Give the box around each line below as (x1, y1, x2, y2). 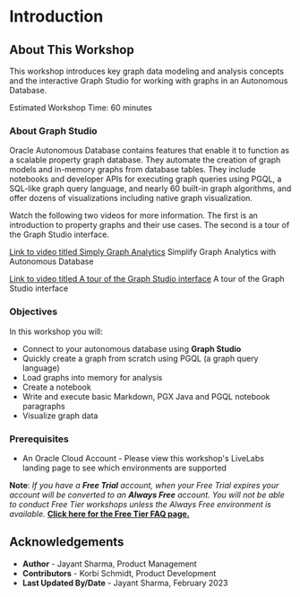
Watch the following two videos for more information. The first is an (9, 210, 258, 221)
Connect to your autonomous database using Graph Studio (21, 343, 242, 354)
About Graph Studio (9, 124, 98, 136)
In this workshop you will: (9, 326, 103, 337)
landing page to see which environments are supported (21, 462, 227, 473)
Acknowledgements (9, 534, 124, 549)
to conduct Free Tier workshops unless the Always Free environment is (9, 498, 271, 509)
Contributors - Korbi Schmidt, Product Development (21, 567, 217, 578)
